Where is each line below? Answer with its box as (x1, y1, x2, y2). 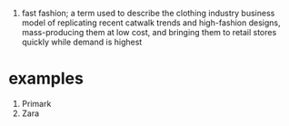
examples (8, 68, 84, 89)
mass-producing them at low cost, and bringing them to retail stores (21, 27, 277, 37)
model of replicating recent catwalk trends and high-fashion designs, (21, 17, 281, 28)
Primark (21, 98, 52, 109)
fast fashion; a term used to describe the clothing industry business (21, 8, 275, 18)
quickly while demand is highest (21, 36, 143, 47)
